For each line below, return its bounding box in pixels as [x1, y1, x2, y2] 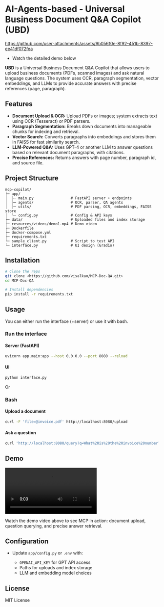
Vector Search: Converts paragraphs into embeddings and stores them [12, 133, 156, 139]
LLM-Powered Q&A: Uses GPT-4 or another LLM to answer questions [12, 144, 153, 150]
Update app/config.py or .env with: [12, 550, 83, 556]
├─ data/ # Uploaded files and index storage [5, 217, 145, 222]
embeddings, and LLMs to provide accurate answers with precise [5, 80, 137, 86]
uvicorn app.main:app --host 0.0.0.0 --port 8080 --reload [5, 353, 128, 359]
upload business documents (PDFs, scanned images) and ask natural [5, 70, 144, 76]
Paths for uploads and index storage [19, 565, 93, 571]
